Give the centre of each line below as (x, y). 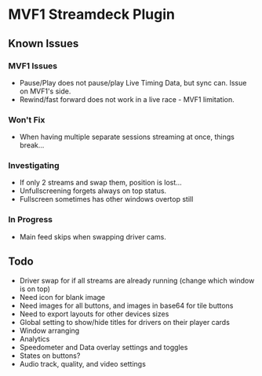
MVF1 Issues (33, 66)
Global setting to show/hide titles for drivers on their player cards (124, 322)
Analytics (35, 338)
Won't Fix (27, 119)
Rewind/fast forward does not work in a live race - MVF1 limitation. (127, 99)
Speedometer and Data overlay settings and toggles (104, 347)
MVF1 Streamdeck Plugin (91, 15)
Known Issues (44, 44)
